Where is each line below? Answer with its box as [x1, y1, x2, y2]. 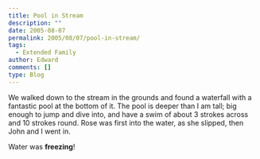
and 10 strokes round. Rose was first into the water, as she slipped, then [8, 118, 244, 127]
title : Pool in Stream [8, 11, 83, 20]
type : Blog [8, 71, 45, 79]
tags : [8, 41, 26, 49]
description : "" [8, 19, 62, 27]
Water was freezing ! [8, 142, 76, 151]
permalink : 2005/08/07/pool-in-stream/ [8, 33, 141, 42]
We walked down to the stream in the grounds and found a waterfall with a [8, 92, 252, 102]
